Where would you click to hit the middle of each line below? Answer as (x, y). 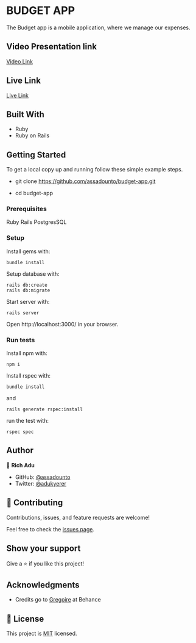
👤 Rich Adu (21, 465)
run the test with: (27, 421)
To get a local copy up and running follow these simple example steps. (95, 170)
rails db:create (27, 285)
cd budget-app (34, 193)
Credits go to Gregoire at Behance (58, 600)
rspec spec (20, 432)
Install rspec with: (28, 376)
